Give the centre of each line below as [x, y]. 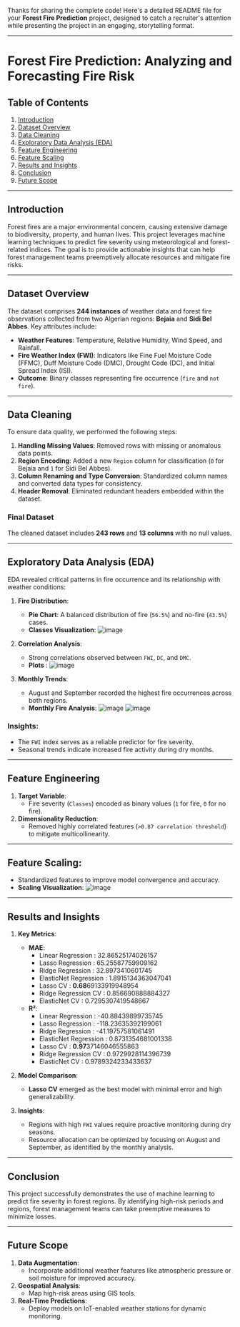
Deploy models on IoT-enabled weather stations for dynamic [117, 1308]
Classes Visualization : [62, 630]
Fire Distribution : [43, 601]
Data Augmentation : [49, 1263]
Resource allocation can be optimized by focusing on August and [124, 1140]
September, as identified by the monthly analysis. [101, 1147]
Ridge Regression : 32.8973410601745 [95, 971]
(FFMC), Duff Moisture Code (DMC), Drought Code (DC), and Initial [116, 363]
